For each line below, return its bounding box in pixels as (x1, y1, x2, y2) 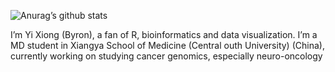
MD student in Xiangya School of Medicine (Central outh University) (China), (10, 40, 325, 51)
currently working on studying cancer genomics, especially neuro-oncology (10, 50, 323, 62)
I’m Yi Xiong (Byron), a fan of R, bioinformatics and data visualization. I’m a (10, 29, 318, 40)
